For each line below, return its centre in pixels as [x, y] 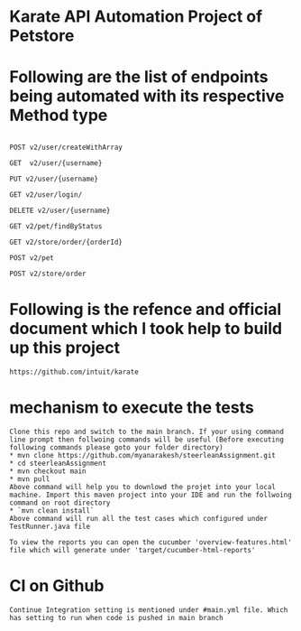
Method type [59, 116]
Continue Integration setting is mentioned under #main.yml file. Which [149, 610]
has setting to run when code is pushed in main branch [116, 617]
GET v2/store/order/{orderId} [66, 242]
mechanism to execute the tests [132, 408]
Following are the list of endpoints [139, 77]
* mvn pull [30, 479]
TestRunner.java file [50, 526]
